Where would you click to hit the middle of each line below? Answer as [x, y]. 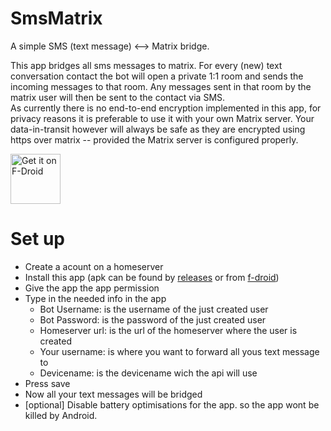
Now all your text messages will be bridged [113, 394]
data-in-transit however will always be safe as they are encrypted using [158, 129]
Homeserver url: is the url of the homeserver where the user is [168, 330]
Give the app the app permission [92, 288]
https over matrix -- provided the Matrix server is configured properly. [154, 139]
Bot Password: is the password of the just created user [153, 319]
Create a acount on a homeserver [94, 266]
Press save [47, 383]
